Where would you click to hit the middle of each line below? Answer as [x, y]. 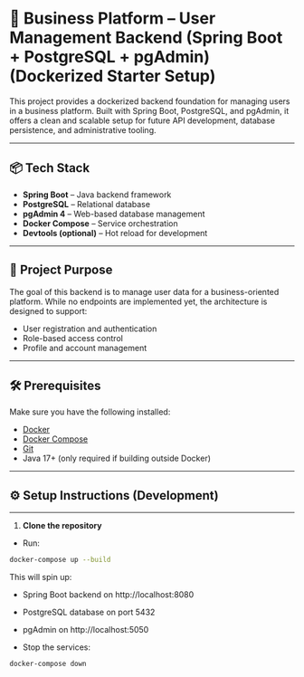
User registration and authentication [90, 329]
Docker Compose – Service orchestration [100, 223]
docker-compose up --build [60, 560]
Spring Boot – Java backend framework [97, 195]
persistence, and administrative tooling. [83, 129]
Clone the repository [62, 526]
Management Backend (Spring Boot [146, 38]
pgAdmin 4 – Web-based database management [114, 214]
